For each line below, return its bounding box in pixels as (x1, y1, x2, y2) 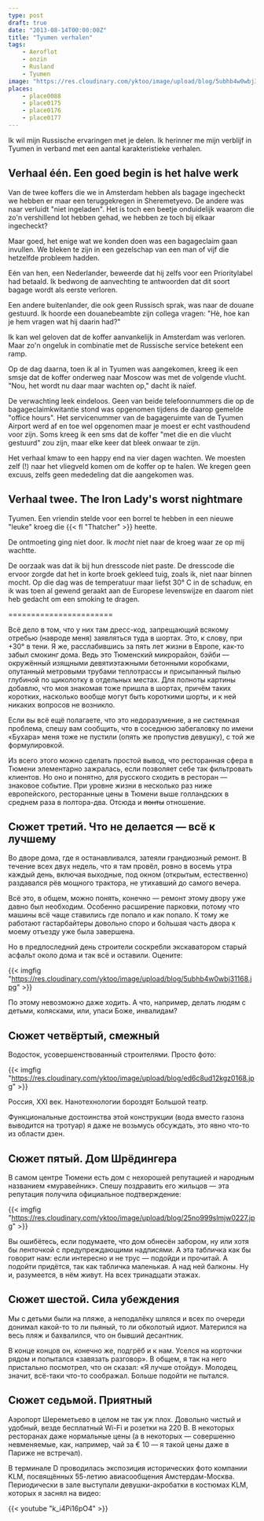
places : (8, 84, 34, 93)
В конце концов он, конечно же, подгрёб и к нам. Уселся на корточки (8, 1346, 242, 1355)
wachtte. (8, 545, 37, 555)
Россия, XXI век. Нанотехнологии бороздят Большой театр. (8, 1097, 208, 1106)
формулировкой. (8, 740, 64, 750)
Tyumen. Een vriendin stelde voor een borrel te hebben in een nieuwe (8, 513, 234, 523)
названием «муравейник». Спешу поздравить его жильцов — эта (8, 1181, 229, 1191)
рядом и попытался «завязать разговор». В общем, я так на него (8, 1354, 227, 1364)
